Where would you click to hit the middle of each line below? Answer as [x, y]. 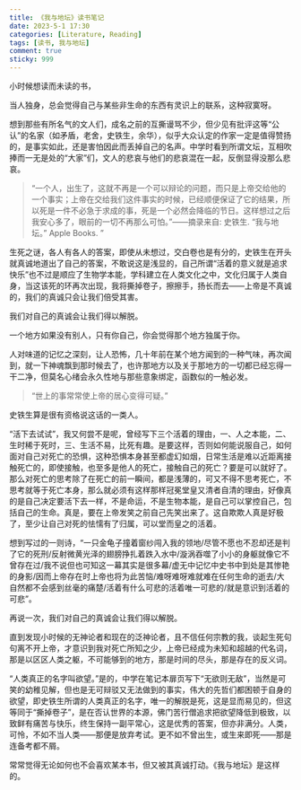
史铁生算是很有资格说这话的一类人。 [76, 415]
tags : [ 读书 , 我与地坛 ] [50, 43]
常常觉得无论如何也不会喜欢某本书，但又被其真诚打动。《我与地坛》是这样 [145, 765]
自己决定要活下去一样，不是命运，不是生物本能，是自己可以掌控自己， [154, 501]
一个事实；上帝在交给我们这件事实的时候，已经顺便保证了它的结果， [157, 199]
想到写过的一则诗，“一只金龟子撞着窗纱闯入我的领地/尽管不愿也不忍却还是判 [150, 543]
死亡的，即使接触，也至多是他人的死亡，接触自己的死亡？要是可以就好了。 [154, 467]
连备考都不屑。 [37, 746]
